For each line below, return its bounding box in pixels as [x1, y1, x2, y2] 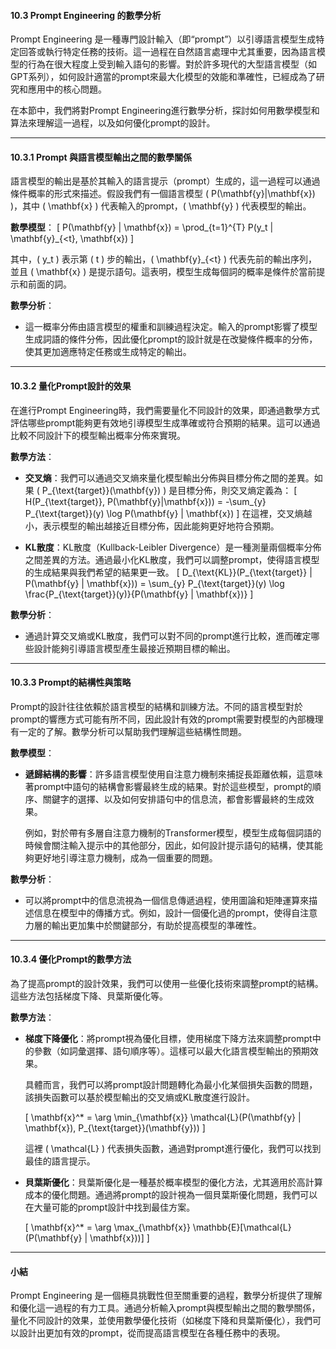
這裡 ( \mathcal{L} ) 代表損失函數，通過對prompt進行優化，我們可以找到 [24, 1143, 322, 1155]
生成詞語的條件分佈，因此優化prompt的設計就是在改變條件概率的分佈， [24, 333, 318, 345]
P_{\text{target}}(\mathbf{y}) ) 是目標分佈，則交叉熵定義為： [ [41, 484, 298, 496]
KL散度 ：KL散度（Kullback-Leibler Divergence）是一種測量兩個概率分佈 [24, 541, 322, 553]
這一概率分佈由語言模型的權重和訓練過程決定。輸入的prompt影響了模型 [24, 321, 318, 333]
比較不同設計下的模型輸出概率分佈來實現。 [10, 429, 186, 441]
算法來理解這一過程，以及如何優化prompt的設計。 [10, 117, 216, 129]
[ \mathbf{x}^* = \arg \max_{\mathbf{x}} [24, 1221, 191, 1234]
